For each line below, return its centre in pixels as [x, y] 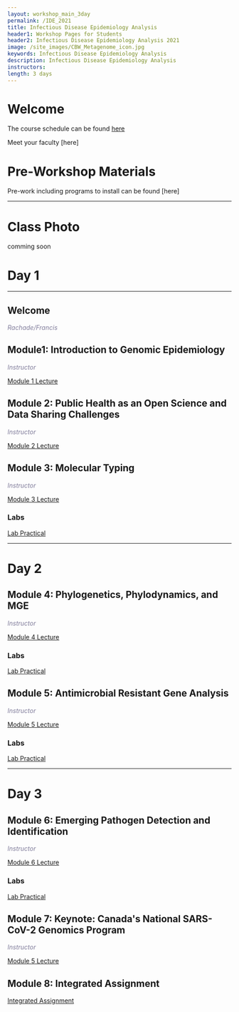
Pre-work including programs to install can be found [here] [94, 191]
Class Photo [44, 227]
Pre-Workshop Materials [82, 171]
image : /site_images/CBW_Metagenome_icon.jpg [76, 47]
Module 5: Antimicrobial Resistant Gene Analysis [118, 693]
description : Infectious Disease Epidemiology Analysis [92, 61]
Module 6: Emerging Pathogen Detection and [109, 820]
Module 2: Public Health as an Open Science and [117, 404]
